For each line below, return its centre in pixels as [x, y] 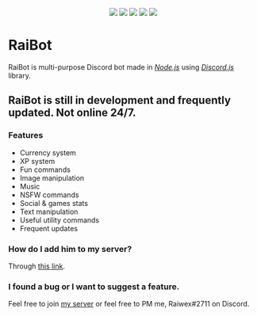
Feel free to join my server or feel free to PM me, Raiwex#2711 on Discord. [129, 304]
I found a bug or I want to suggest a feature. [94, 287]
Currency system [48, 152]
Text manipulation [49, 211]
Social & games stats [54, 203]
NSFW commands [49, 195]
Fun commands [45, 169]
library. [20, 75]
